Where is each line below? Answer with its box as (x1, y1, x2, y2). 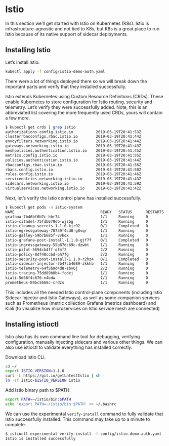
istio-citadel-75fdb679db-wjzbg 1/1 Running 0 (5, 219, 148, 224)
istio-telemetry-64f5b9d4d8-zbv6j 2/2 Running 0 (5, 266, 148, 271)
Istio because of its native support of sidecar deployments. (5, 31, 128, 37)
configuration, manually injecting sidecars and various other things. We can (5, 339, 163, 345)
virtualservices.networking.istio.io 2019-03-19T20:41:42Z (5, 186, 142, 191)
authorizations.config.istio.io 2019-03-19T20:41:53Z (5, 129, 142, 135)
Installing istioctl (5, 320, 59, 329)
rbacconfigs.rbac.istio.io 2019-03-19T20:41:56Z (5, 162, 142, 168)
